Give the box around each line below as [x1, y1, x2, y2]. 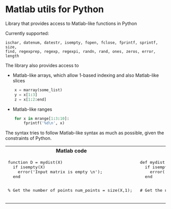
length [5, 53, 19, 58]
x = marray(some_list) [14, 87, 63, 93]
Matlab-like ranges [12, 106, 52, 112]
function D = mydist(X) [8, 160, 63, 165]
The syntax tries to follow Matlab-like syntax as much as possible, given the [5, 130, 164, 136]
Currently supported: [5, 30, 49, 36]
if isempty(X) [12, 164, 46, 170]
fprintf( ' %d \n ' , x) [23, 121, 65, 126]
